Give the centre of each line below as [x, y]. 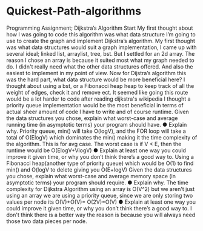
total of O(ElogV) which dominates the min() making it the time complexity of [102, 137]
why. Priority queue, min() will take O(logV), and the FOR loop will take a [96, 131]
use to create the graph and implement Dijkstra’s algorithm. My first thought [101, 41]
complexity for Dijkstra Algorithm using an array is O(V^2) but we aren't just [101, 189]
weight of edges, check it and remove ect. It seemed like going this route [97, 92]
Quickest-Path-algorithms [74, 11]
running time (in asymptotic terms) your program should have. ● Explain [97, 124]
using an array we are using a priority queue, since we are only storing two [100, 195]
